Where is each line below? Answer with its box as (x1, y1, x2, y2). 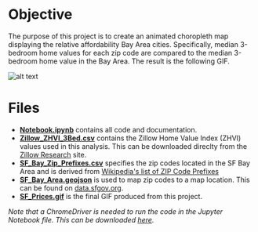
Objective (8, 5, 73, 24)
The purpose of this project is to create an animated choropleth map (8, 31, 229, 41)
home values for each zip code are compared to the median (38, 48, 233, 57)
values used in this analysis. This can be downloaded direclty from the (19, 141, 248, 150)
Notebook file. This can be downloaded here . (8, 215, 154, 224)
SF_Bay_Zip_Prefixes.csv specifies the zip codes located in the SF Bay (19, 158, 251, 168)
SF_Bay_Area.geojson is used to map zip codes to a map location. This (19, 175, 250, 184)
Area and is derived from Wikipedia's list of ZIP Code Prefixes (19, 166, 220, 176)
